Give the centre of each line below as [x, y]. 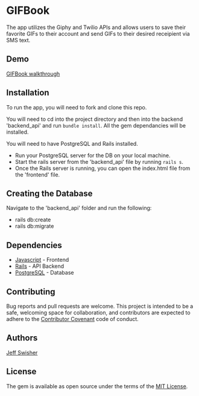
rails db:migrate [34, 226]
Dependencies [34, 245]
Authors [22, 338]
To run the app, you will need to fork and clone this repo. [77, 107]
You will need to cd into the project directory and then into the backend [94, 119]
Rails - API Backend [39, 266]
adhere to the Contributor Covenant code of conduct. [72, 319]
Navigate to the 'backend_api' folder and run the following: [79, 208]
